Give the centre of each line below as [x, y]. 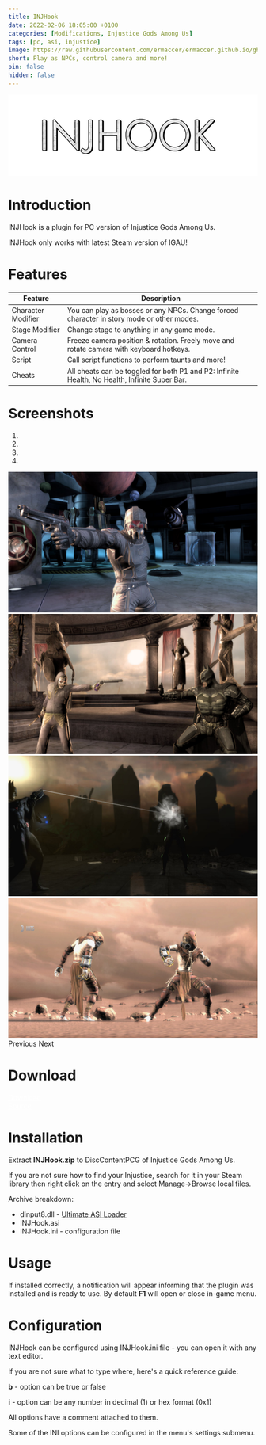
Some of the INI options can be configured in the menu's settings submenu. [132, 1432]
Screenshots [51, 414]
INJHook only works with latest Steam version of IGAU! [98, 242]
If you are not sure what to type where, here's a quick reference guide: [123, 1371]
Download [42, 1075]
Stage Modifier [36, 330]
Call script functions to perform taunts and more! [146, 360]
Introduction [50, 205]
